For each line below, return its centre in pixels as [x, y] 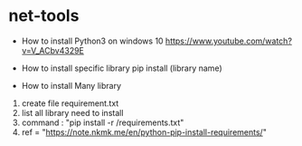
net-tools [44, 16]
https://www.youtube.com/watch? [229, 41]
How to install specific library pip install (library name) [122, 68]
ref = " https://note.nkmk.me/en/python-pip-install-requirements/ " [144, 131]
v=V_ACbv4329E [53, 50]
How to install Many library [71, 85]
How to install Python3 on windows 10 [92, 41]
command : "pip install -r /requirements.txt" [103, 122]
